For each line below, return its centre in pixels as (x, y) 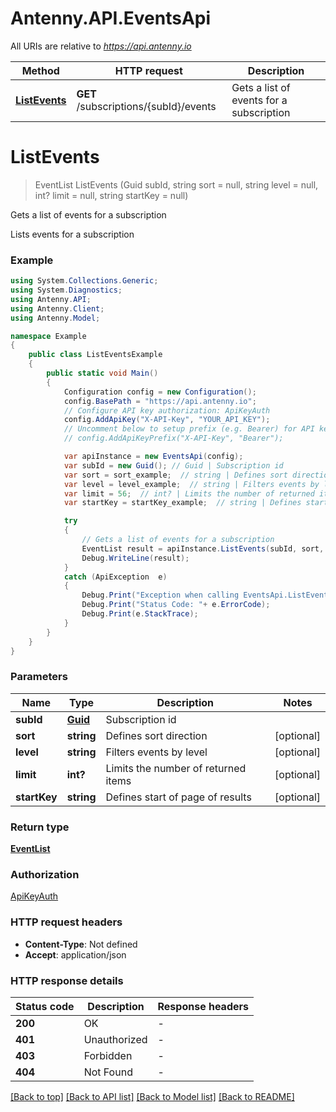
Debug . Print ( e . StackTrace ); (140, 614)
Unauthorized (115, 1039)
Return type (40, 827)
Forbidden (108, 1055)
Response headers (203, 1006)
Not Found (108, 1072)
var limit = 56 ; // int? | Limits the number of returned (189, 493)
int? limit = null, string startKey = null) (111, 195)
